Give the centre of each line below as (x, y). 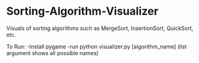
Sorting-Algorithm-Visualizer (82, 11)
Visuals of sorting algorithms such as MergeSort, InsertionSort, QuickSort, (100, 28)
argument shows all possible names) (53, 53)
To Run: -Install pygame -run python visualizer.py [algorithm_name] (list (96, 46)
